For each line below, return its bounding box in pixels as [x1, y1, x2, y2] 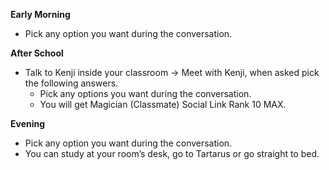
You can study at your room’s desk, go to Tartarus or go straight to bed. [24, 148, 320, 159]
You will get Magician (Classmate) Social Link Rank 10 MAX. [39, 99, 287, 110]
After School [10, 47, 64, 59]
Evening [10, 118, 46, 129]
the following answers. [24, 77, 119, 89]
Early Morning [10, 9, 71, 20]
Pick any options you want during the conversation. [39, 88, 252, 99]
